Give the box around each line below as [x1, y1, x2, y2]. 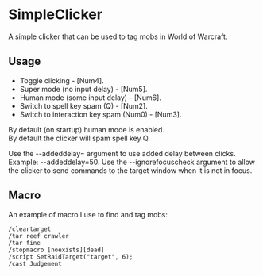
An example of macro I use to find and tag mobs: [8, 209, 168, 219]
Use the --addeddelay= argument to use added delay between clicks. [8, 148, 236, 158]
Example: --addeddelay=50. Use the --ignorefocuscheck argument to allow [8, 157, 256, 167]
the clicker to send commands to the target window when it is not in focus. [8, 165, 253, 175]
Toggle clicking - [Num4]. [19, 75, 105, 85]
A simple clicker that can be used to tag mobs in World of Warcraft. [8, 32, 228, 41]
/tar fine [8, 239, 41, 247]
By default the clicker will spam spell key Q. [8, 133, 151, 143]
